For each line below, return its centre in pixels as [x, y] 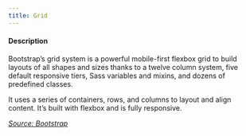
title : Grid [28, 16]
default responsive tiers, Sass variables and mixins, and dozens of [117, 76]
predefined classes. [41, 84]
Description [28, 41]
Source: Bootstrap [38, 123]
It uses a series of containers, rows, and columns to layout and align [120, 99]
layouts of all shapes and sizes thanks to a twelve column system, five [123, 67]
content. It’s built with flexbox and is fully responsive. [95, 107]
